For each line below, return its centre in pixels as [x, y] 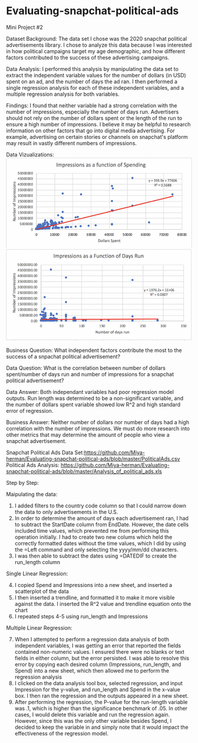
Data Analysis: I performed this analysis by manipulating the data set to [92, 69]
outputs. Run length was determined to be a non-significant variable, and [95, 398]
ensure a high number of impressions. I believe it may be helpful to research [98, 124]
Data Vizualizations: [30, 154]
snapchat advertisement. [36, 441]
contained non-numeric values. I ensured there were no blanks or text [99, 652]
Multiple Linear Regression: [39, 628]
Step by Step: [23, 483]
